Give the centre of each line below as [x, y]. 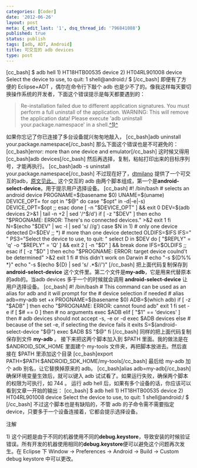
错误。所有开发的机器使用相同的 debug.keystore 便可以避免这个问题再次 [93, 444]
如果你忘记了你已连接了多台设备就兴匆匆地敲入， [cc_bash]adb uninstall [94, 137]
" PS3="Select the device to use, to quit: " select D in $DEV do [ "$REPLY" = [98, 239]
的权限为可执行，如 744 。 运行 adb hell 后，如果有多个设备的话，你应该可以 [99, 383]
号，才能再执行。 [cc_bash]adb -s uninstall [58, 166]
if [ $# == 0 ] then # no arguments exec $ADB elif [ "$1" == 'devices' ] [96, 312]
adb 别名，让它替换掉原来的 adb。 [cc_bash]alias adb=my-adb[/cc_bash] [102, 368]
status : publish [26, 39]
